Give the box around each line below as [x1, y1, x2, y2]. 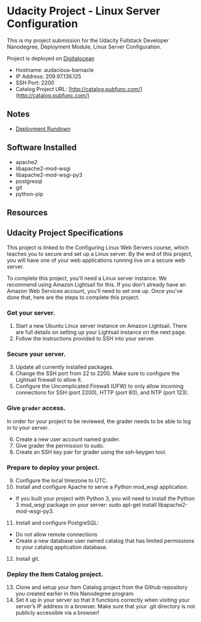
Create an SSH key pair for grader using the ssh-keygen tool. [15, 448, 167, 455]
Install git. [15, 555, 40, 562]
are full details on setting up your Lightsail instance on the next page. [15, 328, 187, 336]
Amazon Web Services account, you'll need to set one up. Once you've [7, 287, 183, 294]
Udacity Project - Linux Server [7, 4, 161, 18]
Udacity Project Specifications [7, 228, 124, 238]
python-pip [15, 190, 44, 197]
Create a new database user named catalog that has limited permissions [15, 537, 194, 544]
